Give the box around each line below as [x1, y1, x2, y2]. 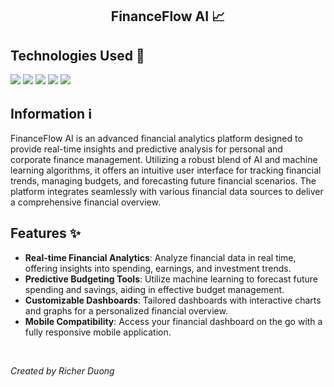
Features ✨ [10, 225, 81, 242]
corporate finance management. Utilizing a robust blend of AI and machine [10, 154, 318, 166]
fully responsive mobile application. [24, 326, 172, 338]
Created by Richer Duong [10, 364, 115, 377]
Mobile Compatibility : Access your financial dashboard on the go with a [24, 315, 323, 327]
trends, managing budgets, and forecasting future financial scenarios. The [10, 175, 317, 187]
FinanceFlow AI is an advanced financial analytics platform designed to [10, 133, 303, 145]
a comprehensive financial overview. [10, 196, 161, 208]
